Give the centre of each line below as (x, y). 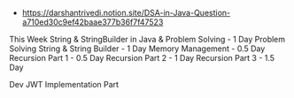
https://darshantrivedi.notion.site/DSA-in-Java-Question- (126, 13)
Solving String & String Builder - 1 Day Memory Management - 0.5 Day (137, 49)
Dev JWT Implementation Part (64, 84)
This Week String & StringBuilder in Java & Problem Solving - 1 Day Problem (147, 39)
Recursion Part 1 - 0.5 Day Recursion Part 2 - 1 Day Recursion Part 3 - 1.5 (142, 58)
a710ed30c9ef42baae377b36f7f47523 (93, 22)
